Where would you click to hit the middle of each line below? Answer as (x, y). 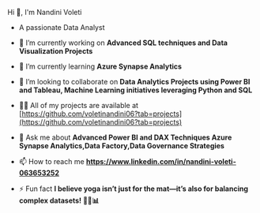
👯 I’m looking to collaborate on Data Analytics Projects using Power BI (134, 82)
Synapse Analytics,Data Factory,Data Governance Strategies (121, 146)
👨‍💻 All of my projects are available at (79, 105)
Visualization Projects (56, 51)
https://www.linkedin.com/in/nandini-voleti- (161, 161)
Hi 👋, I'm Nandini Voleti (45, 12)
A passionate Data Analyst (62, 27)
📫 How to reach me (51, 161)
